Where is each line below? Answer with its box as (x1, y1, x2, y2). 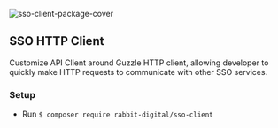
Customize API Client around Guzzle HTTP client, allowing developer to (9, 57, 269, 68)
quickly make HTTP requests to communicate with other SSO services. (9, 66, 268, 77)
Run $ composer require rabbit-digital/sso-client (21, 109, 214, 119)
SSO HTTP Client (9, 34, 104, 49)
